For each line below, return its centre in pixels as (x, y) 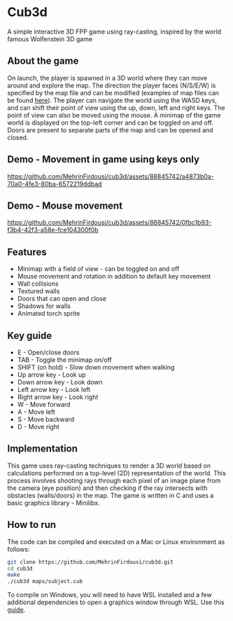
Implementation (43, 449)
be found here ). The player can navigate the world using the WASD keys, (112, 100)
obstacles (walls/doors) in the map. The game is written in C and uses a (111, 495)
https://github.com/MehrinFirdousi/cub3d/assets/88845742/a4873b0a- (111, 176)
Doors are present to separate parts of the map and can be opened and (110, 130)
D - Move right (38, 427)
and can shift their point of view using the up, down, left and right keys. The (116, 107)
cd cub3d (20, 568)
